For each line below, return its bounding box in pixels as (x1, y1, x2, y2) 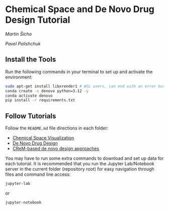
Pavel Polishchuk (5, 40, 41, 46)
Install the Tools (5, 55, 56, 64)
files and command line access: (5, 171, 71, 177)
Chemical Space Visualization (12, 135, 74, 141)
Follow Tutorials (5, 112, 56, 120)
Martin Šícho (5, 31, 32, 37)
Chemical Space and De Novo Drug (5, 4, 154, 15)
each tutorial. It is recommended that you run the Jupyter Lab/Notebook (5, 161, 154, 167)
